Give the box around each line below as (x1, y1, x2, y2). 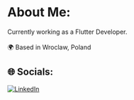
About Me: (7, 4, 71, 20)
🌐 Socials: (7, 66, 54, 78)
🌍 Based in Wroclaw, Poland (7, 43, 91, 51)
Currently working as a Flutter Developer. (7, 27, 128, 36)
